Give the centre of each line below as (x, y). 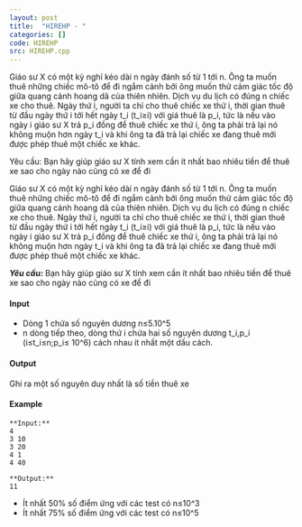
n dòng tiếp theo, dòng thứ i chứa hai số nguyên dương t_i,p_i (136, 333)
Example (26, 404)
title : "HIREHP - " (48, 26)
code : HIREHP (34, 43)
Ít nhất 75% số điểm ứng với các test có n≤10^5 (110, 513)
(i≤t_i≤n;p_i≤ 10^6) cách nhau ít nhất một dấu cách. (118, 343)
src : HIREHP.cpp (40, 51)
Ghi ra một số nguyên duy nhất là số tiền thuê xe (99, 384)
